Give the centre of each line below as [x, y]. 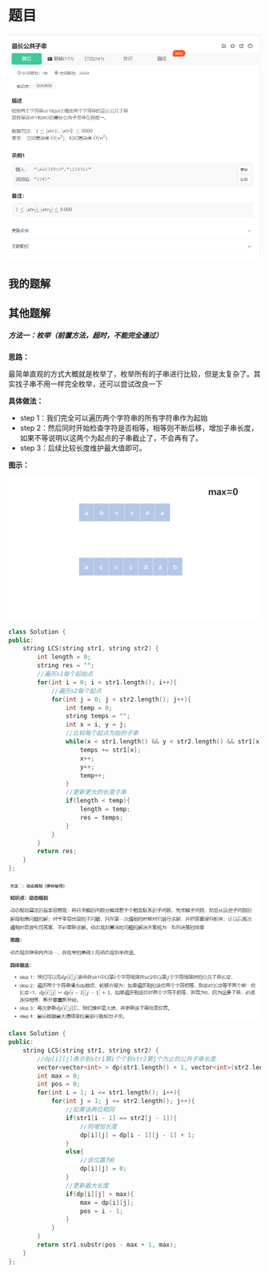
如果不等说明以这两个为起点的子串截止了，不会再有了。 [111, 438]
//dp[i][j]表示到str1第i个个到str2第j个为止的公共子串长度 [126, 1059]
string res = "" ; [66, 666]
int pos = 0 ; [59, 1084]
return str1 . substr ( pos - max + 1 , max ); [107, 1245]
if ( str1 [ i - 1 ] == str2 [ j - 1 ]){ [121, 1118]
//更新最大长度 [87, 1186]
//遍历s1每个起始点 [65, 674]
